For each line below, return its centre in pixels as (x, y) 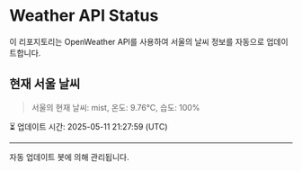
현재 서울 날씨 (45, 84)
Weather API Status (84, 16)
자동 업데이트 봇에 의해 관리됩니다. (69, 157)
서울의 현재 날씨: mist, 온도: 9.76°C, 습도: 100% (115, 107)
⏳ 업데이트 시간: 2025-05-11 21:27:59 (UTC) (89, 126)
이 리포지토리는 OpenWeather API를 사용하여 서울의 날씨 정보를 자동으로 (137, 41)
